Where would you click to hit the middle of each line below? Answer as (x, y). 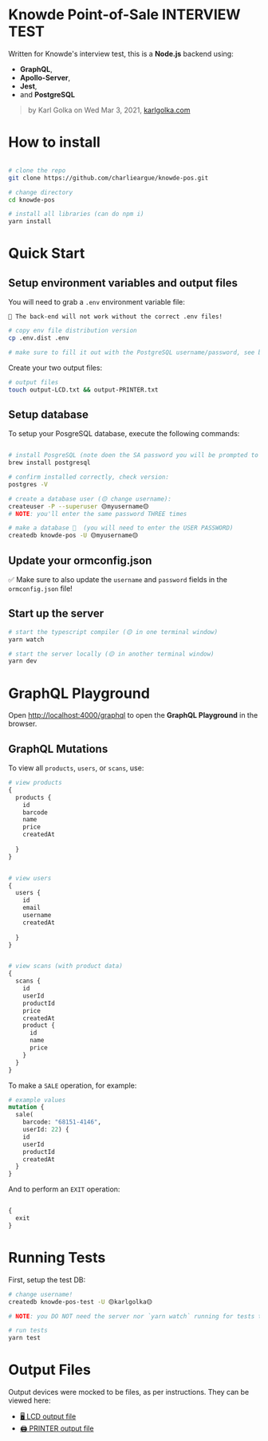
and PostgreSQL (47, 94)
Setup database (49, 414)
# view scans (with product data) (66, 967)
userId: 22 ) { (46, 1130)
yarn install (30, 222)
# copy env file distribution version (73, 331)
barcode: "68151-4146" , (62, 1122)
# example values (37, 1100)
